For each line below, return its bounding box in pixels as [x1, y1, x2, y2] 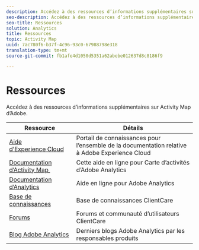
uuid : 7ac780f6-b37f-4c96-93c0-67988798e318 [6, 42, 118, 48]
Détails [123, 124, 143, 132]
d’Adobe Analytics [76, 166, 127, 174]
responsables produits [76, 234, 139, 242]
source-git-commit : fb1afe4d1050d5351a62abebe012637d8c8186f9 [6, 53, 163, 59]
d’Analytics [9, 182, 40, 191]
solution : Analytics [6, 25, 57, 31]
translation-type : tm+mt [6, 48, 68, 53]
